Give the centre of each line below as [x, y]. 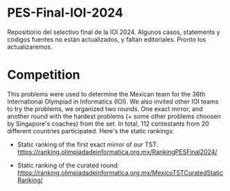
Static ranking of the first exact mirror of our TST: [88, 144]
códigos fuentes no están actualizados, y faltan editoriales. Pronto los [107, 39]
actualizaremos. [30, 47]
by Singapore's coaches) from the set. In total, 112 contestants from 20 [108, 124]
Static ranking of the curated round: [68, 165]
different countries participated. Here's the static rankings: [91, 131]
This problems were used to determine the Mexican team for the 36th [106, 94]
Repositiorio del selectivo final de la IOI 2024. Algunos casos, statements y [114, 32]
